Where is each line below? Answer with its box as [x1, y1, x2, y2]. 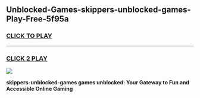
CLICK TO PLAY [6, 32, 52, 40]
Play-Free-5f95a [6, 14, 69, 24]
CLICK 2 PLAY [6, 54, 48, 62]
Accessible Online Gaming [6, 85, 73, 92]
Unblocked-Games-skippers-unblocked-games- [6, 5, 192, 15]
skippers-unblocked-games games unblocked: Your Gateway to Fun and [6, 78, 189, 86]
